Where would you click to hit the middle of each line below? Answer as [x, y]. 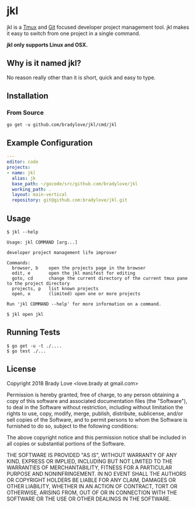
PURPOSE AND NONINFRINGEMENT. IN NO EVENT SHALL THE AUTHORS [97, 473]
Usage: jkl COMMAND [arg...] [42, 242]
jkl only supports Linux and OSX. [47, 45]
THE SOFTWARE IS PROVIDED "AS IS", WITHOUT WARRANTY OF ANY [92, 455]
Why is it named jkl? [44, 63]
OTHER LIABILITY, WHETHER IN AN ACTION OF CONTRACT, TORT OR [92, 486]
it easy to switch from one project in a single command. [73, 33]
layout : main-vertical [40, 195]
